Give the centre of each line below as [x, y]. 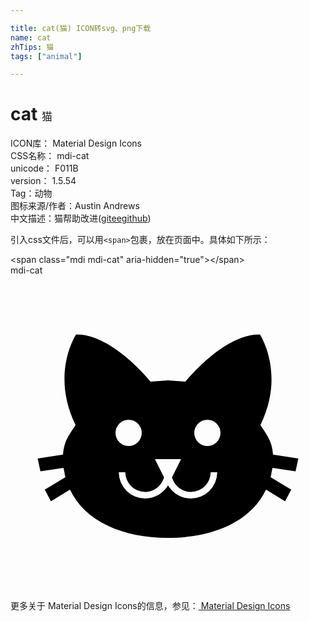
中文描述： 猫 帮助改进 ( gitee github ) [81, 218]
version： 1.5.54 [43, 181]
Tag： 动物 [31, 193]
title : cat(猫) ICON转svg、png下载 [81, 28]
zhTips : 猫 [32, 47]
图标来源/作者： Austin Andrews [75, 206]
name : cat [31, 37]
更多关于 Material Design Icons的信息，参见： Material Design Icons [150, 606]
